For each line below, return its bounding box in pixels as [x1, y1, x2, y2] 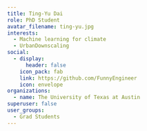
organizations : [7, 87, 51, 94]
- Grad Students [13, 113, 60, 120]
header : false [25, 62, 67, 69]
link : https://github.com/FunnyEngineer [19, 74, 137, 82]
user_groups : [7, 107, 45, 114]
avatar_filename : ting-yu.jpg [7, 23, 95, 30]
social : [7, 49, 30, 56]
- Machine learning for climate [13, 36, 107, 43]
